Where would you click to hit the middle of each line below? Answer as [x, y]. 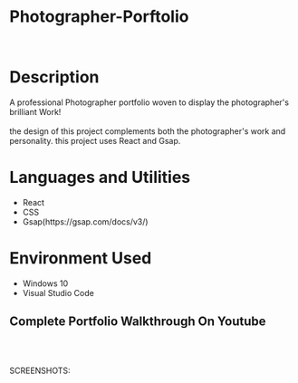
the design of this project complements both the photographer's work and [148, 131]
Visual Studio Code [58, 293]
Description [54, 77]
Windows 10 [45, 283]
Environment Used [81, 259]
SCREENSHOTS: [40, 370]
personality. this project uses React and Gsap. [95, 141]
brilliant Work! [35, 112]
